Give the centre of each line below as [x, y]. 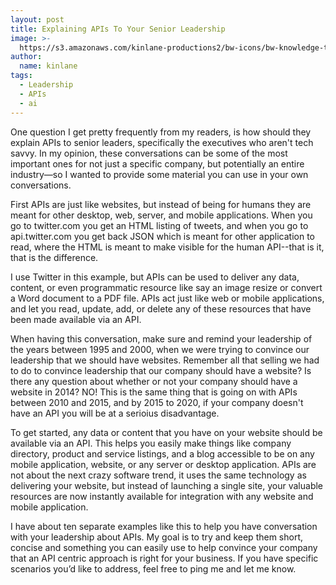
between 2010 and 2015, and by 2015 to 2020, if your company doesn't [157, 402]
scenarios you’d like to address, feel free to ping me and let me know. [153, 568]
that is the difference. [54, 257]
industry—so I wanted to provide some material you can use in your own [159, 174]
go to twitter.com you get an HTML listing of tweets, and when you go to [159, 225]
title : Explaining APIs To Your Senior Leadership [118, 29]
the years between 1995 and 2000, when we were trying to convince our [160, 349]
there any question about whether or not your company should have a [154, 381]
